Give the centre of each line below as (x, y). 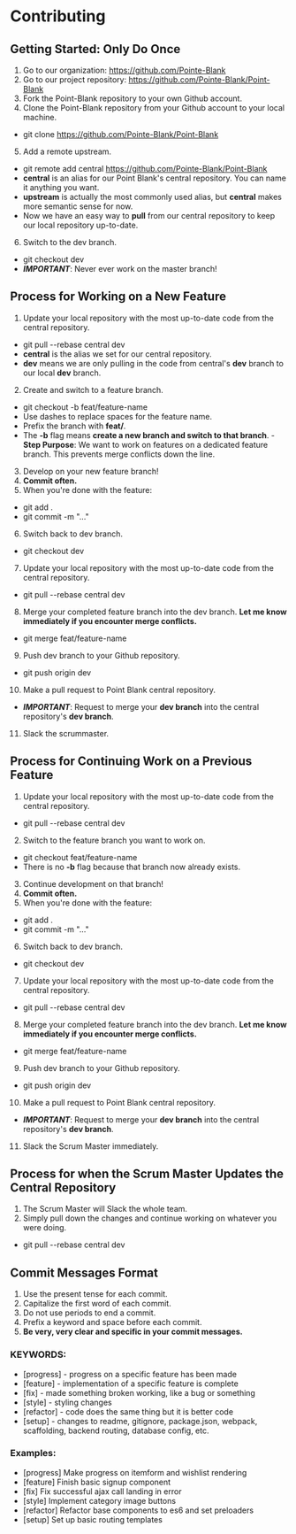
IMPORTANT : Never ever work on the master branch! (120, 269)
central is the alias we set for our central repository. (117, 354)
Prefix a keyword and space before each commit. (112, 1322)
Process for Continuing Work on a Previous (131, 762)
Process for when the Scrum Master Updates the (147, 1174)
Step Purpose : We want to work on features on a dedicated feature (145, 444)
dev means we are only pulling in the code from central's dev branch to (153, 363)
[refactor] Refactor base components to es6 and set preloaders (138, 1510)
